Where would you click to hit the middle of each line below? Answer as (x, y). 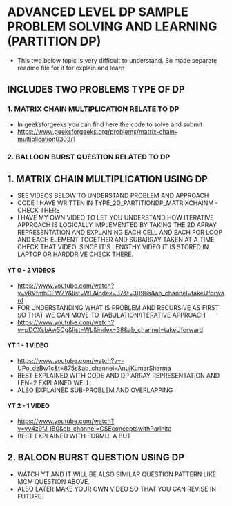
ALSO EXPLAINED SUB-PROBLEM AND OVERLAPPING (95, 390)
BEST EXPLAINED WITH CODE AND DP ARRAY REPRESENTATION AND (118, 375)
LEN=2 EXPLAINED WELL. (54, 382)
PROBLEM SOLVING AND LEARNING (112, 27)
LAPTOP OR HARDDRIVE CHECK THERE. (75, 254)
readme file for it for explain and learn (71, 68)
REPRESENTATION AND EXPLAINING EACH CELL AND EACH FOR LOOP (120, 233)
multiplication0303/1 (46, 139)
